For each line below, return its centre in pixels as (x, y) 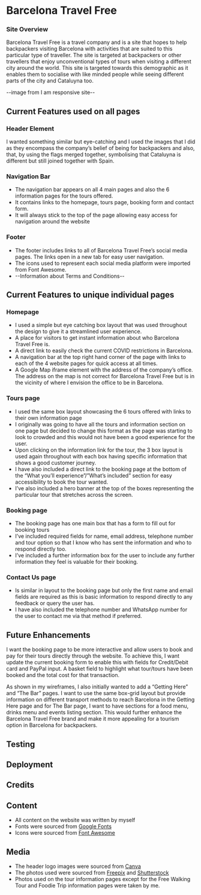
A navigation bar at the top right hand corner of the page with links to (100, 357)
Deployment (30, 765)
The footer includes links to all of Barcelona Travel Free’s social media (101, 250)
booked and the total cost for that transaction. (63, 675)
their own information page (48, 418)
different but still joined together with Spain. (60, 161)
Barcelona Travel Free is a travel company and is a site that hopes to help (97, 42)
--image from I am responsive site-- (51, 92)
